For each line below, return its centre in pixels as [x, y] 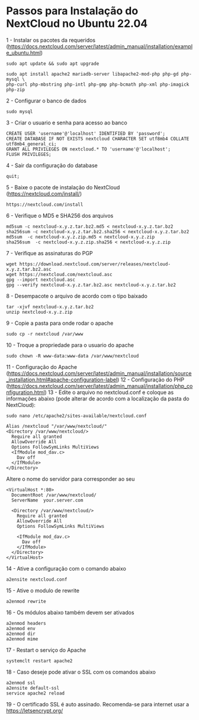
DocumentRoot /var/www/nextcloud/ [54, 495]
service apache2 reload [36, 693]
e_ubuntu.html [24, 52]
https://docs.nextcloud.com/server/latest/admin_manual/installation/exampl [100, 46]
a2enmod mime [22, 639]
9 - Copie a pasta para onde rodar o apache [60, 323]
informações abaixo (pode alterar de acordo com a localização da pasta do [98, 398]
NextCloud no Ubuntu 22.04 [77, 24]
